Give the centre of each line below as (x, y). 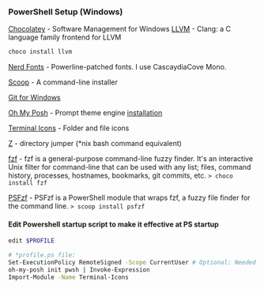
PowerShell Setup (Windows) (66, 12)
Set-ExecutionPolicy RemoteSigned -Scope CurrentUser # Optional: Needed (132, 263)
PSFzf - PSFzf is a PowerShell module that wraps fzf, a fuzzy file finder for (129, 198)
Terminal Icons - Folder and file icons (69, 128)
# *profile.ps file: (42, 255)
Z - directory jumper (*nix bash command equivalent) (95, 144)
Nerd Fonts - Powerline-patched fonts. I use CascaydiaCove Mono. (117, 67)
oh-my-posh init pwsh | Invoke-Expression (79, 270)
